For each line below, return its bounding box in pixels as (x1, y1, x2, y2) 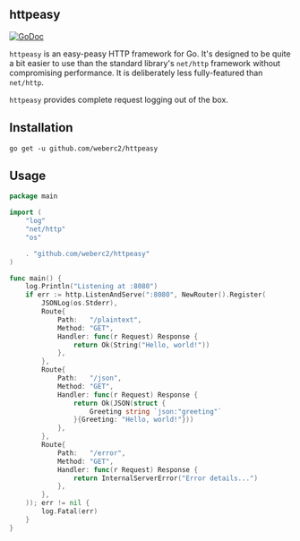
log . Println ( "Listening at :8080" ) (25, 282, 159, 291)
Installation (9, 120, 73, 135)
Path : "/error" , (56, 448, 126, 458)
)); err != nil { (25, 499, 90, 508)
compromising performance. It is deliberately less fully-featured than (9, 67, 263, 78)
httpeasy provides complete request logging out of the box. (9, 94, 228, 105)
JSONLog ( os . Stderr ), (41, 299, 118, 308)
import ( (9, 208, 42, 218)
